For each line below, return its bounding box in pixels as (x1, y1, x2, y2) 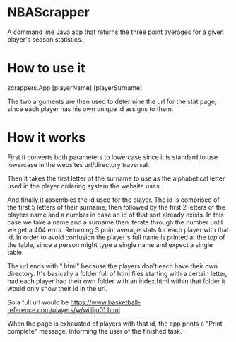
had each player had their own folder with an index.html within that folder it (7, 277, 226, 285)
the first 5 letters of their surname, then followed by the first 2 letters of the (7, 203, 226, 211)
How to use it (7, 60, 86, 76)
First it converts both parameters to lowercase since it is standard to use (7, 153, 218, 161)
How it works (7, 130, 86, 146)
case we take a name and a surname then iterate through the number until (7, 217, 223, 227)
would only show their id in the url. (7, 284, 108, 292)
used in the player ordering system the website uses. (7, 181, 162, 190)
